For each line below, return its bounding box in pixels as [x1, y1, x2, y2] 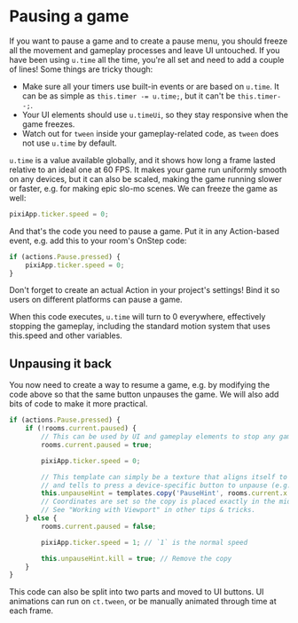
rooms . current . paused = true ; [41, 440, 153, 449]
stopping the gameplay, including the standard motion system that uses [9, 321, 271, 332]
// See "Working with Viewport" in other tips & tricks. [41, 506, 255, 515]
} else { [25, 514, 58, 523]
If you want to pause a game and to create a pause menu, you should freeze [9, 35, 288, 46]
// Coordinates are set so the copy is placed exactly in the [41, 497, 276, 507]
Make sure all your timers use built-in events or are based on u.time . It [21, 81, 279, 91]
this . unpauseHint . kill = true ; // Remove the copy [41, 554, 232, 563]
